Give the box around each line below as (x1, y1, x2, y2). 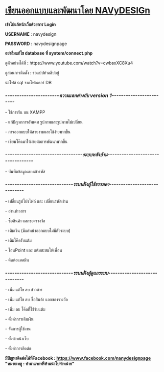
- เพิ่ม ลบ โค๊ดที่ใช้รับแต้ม (5, 306, 46, 312)
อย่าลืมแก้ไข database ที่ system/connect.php (5, 50, 93, 56)
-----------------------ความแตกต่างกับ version (5, 92, 109, 99)
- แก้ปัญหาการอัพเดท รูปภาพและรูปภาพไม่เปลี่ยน (5, 119, 83, 125)
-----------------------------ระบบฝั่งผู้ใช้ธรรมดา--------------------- (5, 181, 159, 188)
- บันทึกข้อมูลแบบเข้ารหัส (5, 168, 46, 174)
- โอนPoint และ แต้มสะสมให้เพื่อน (5, 247, 62, 253)
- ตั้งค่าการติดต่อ (5, 346, 32, 351)
